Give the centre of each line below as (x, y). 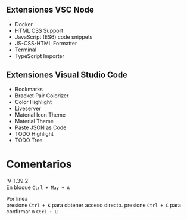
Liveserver (28, 108)
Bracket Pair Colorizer (42, 96)
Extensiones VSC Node (50, 10)
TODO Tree (29, 140)
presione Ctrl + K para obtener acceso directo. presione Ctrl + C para (94, 205)
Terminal (26, 50)
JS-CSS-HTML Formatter (46, 43)
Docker (24, 24)
